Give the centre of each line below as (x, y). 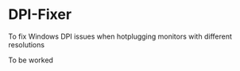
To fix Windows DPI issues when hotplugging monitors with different (120, 36)
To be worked (31, 60)
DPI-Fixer (40, 15)
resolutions (27, 44)
